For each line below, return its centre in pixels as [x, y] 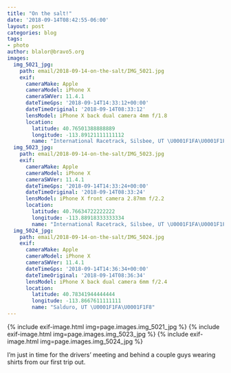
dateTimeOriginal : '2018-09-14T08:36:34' [86, 275]
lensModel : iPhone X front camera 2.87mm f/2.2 [95, 199]
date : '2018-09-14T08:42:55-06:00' [58, 20]
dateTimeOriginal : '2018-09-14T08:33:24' [86, 192]
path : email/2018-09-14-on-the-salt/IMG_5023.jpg [92, 154]
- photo [18, 45]
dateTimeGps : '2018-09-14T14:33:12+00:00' [87, 103]
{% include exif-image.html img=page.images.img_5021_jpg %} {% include [113, 326]
